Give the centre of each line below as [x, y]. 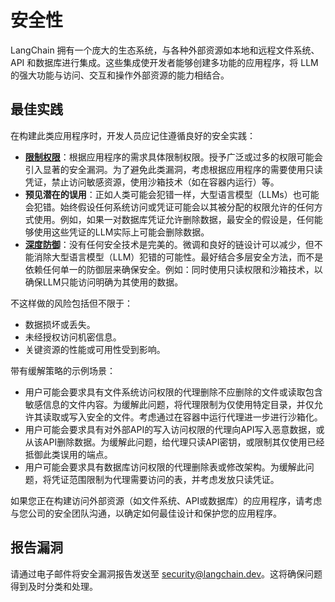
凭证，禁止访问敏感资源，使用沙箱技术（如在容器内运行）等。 [152, 182]
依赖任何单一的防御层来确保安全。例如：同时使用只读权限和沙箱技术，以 [173, 269]
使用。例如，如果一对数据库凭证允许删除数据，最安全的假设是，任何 [174, 219]
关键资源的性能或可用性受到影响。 [95, 349]
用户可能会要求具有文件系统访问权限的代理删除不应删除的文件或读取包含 [173, 392]
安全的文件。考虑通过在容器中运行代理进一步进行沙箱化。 [204, 417]
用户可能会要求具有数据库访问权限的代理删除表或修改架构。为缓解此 [165, 467]
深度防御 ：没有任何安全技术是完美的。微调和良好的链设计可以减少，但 [169, 244]
